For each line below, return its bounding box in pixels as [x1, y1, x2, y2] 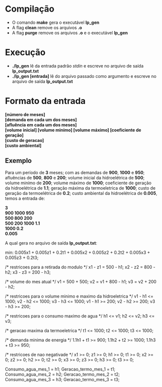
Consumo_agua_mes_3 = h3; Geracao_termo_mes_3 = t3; [5, 376, 120, 382]
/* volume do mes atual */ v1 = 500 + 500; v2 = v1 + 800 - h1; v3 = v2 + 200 [5, 279, 157, 284]
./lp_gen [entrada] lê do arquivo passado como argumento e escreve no [12, 73, 157, 79]
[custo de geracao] [5, 137, 44, 143]
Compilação [5, 3, 55, 15]
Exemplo [5, 157, 32, 165]
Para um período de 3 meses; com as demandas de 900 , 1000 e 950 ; [5, 169, 145, 176]
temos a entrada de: [5, 195, 45, 201]
